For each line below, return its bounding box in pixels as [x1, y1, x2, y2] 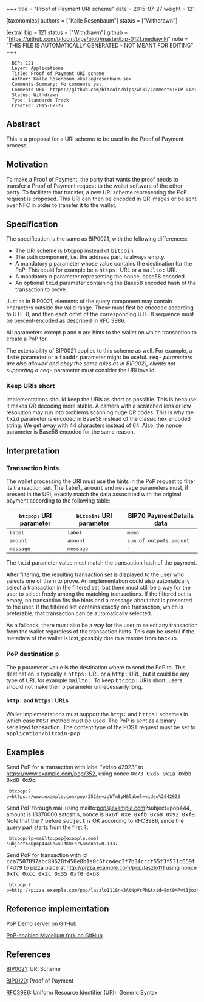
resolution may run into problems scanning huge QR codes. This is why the [6, 408, 194, 416]
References [6, 949, 51, 959]
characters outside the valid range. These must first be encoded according [6, 304, 194, 311]
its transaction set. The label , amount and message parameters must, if [6, 484, 189, 492]
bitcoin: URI [76, 512, 112, 520]
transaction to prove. [15, 286, 67, 293]
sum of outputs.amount [127, 537, 190, 544]
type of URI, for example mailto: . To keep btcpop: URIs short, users [6, 676, 183, 684]
